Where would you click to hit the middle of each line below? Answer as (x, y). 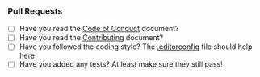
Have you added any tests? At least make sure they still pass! (121, 64)
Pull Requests (35, 11)
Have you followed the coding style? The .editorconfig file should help (136, 47)
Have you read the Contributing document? (91, 38)
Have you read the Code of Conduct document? (99, 29)
